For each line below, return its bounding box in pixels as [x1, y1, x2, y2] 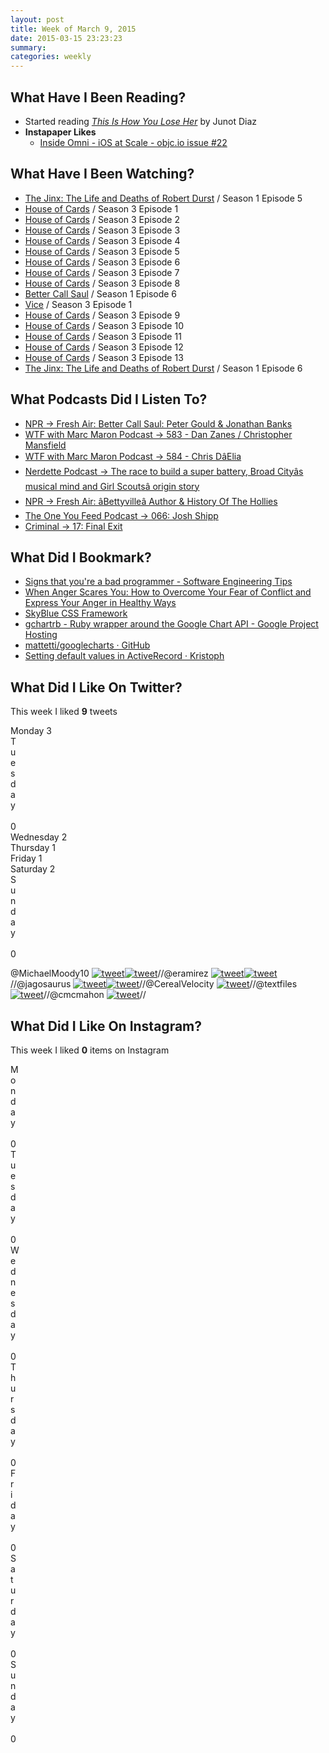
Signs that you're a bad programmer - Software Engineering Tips [24, 576, 293, 588]
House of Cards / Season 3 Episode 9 [24, 309, 181, 321]
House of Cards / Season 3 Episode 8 [24, 277, 181, 289]
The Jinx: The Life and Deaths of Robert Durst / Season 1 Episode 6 [24, 362, 303, 374]
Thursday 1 [10, 842, 56, 854]
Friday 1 [10, 852, 43, 865]
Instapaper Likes [24, 126, 97, 138]
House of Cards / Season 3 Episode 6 [24, 256, 181, 268]
